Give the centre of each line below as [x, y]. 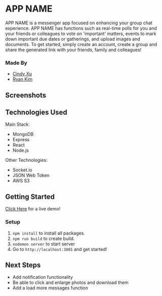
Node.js [21, 150]
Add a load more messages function [50, 288]
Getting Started [30, 197]
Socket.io [22, 170]
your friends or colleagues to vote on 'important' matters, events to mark [81, 33]
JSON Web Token [31, 176]
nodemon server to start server [44, 244]
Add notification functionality [43, 277]
